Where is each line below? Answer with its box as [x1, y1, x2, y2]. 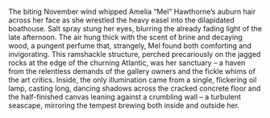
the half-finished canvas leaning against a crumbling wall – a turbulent [8, 92, 242, 101]
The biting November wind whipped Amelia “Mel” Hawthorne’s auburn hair [8, 7, 256, 16]
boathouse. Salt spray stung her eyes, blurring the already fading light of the [8, 24, 262, 33]
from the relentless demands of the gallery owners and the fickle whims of [8, 67, 256, 75]
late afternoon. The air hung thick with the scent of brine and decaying [8, 32, 243, 42]
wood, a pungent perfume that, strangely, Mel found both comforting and [8, 41, 252, 51]
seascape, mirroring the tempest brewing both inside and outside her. [8, 100, 240, 110]
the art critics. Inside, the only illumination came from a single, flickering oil [8, 75, 257, 84]
